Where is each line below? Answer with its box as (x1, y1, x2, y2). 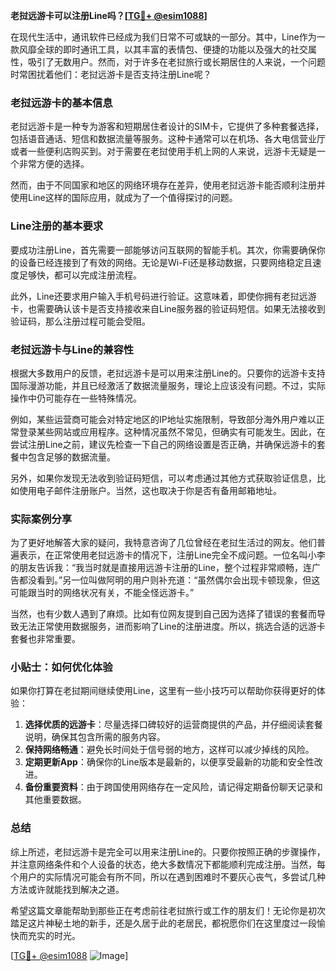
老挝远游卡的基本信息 (10, 95, 113, 109)
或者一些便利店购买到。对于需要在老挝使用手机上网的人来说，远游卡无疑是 (10, 145, 317, 158)
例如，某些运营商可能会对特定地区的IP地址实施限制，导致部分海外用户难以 (10, 413, 317, 425)
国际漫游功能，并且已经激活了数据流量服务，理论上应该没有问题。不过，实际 (10, 379, 326, 391)
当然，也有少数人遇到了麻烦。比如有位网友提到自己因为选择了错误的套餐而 (10, 608, 317, 620)
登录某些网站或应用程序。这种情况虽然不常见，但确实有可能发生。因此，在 (18, 425, 326, 438)
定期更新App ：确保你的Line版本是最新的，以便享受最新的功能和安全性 (24, 756, 315, 768)
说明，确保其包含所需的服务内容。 (24, 731, 166, 743)
